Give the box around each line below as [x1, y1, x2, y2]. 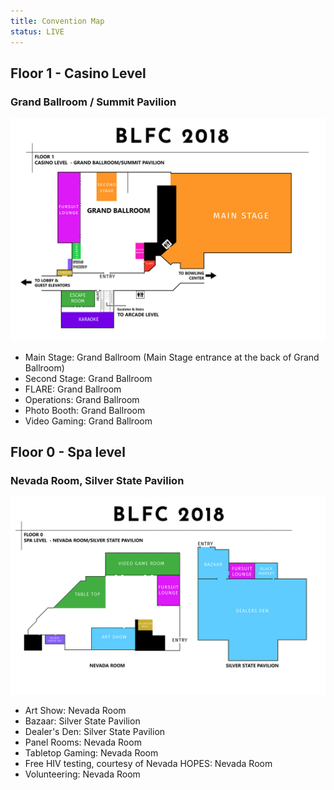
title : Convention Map [10, 16, 105, 26]
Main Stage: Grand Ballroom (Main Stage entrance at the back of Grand [24, 351, 320, 363]
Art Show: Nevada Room [24, 705, 127, 717]
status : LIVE [10, 26, 65, 37]
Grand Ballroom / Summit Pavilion [10, 95, 177, 109]
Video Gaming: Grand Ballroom [24, 415, 153, 427]
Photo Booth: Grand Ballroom [24, 404, 146, 416]
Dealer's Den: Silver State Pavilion [24, 726, 166, 738]
